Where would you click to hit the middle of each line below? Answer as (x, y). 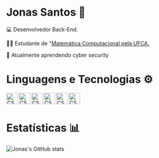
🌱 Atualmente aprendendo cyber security (57, 55)
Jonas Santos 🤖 (46, 12)
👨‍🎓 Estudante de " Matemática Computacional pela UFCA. (78, 43)
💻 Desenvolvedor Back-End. (42, 29)
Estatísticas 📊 (43, 128)
